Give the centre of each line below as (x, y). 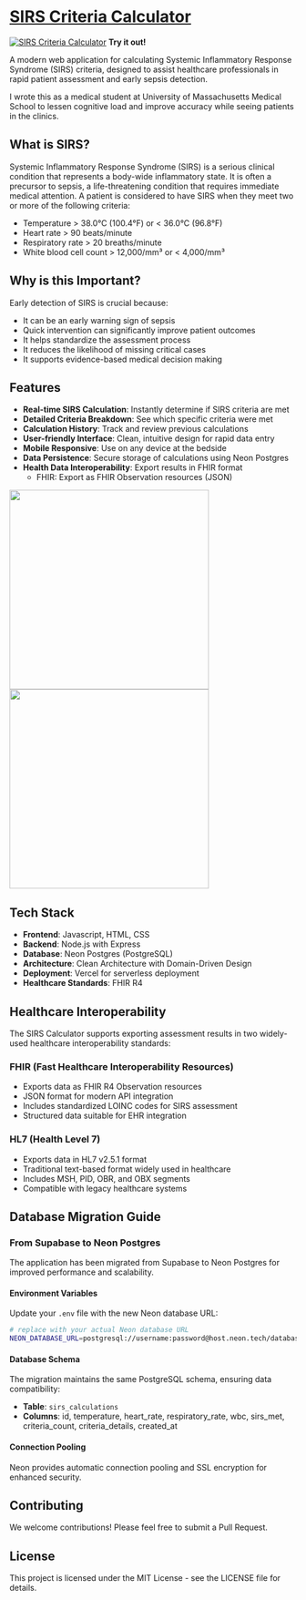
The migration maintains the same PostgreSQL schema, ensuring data (141, 1379)
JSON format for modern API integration (98, 1096)
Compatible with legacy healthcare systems (105, 1188)
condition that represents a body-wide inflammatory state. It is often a (140, 176)
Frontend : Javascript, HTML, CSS (86, 935)
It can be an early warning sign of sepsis (99, 320)
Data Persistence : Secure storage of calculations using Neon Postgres (156, 458)
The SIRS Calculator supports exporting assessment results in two (133, 1033)
